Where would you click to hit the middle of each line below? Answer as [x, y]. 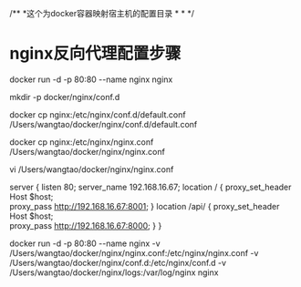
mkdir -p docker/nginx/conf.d [65, 97]
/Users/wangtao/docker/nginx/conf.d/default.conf [104, 124]
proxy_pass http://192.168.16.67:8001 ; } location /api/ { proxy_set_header [145, 206]
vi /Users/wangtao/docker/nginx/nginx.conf [92, 169]
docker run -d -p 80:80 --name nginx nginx [91, 79]
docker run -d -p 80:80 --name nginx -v [85, 243]
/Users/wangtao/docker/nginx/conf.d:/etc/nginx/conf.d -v [118, 262]
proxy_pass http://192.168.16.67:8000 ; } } [86, 225]
